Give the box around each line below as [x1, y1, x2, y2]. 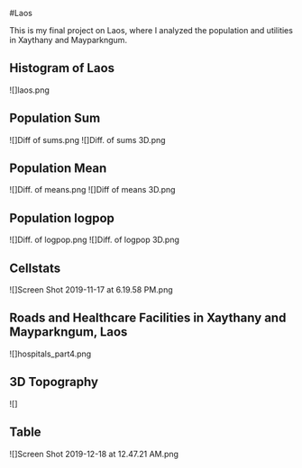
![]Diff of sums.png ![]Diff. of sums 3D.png [9, 134, 166, 145]
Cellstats [9, 260, 61, 275]
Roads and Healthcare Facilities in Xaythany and [9, 310, 287, 326]
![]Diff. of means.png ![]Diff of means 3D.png [9, 184, 176, 195]
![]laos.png [9, 85, 50, 95]
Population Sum [9, 111, 101, 126]
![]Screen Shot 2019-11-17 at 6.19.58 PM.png [9, 284, 173, 295]
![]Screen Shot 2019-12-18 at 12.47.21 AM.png [9, 448, 178, 459]
